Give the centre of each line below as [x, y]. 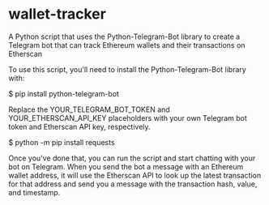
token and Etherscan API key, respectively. [80, 126]
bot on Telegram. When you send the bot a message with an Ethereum [126, 166]
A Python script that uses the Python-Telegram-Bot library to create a [124, 36]
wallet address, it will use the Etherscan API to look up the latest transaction [135, 175]
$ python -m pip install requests [62, 142]
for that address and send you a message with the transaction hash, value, [133, 184]
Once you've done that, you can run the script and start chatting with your [132, 158]
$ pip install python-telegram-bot [64, 93]
